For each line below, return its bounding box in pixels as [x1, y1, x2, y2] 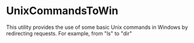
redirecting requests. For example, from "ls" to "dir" [6, 29, 132, 37]
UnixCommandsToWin [6, 4, 119, 18]
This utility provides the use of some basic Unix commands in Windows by [6, 24, 188, 31]
